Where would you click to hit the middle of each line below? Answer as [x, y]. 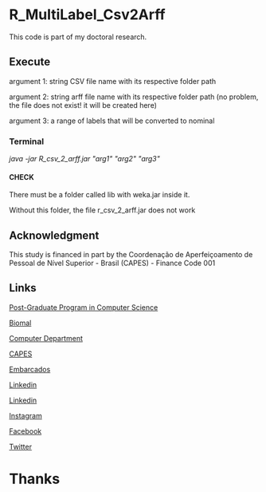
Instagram [25, 415]
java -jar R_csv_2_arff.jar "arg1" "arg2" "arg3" [84, 159]
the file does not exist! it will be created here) [83, 105]
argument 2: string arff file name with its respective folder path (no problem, [134, 97]
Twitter [21, 446]
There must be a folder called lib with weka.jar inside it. [100, 195]
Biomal [20, 323]
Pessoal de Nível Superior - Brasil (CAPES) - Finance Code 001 [112, 263]
